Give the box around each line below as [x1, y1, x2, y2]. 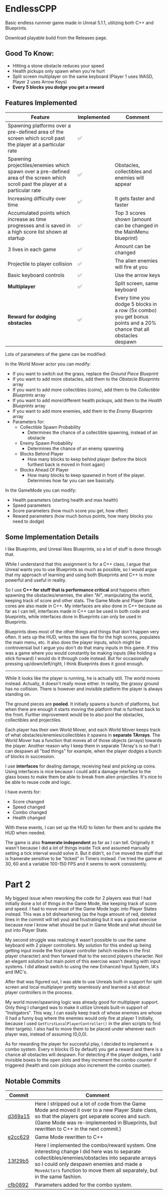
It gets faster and [114, 195, 155, 202]
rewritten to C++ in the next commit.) [34, 1126, 121, 1133]
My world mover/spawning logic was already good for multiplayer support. [5, 999, 159, 1005]
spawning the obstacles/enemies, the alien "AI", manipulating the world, [5, 592, 153, 598]
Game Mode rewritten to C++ [34, 1134, 103, 1141]
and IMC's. [5, 969, 27, 975]
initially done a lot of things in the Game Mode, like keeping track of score [5, 900, 157, 906]
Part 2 [5, 878, 31, 890]
